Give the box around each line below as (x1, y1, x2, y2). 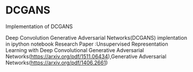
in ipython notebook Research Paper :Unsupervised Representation (5, 40, 168, 47)
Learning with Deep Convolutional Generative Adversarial (5, 46, 144, 53)
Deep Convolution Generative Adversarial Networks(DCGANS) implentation (5, 34, 187, 41)
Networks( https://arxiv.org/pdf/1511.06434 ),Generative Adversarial (5, 53, 167, 60)
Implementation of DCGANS (5, 23, 73, 30)
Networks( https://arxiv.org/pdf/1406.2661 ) (5, 59, 108, 66)
